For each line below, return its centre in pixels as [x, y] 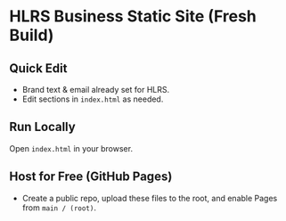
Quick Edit [38, 68]
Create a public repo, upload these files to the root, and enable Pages [150, 198]
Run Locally [42, 127]
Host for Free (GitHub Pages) [91, 177]
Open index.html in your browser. [71, 148]
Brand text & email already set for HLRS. [96, 90]
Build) [32, 35]
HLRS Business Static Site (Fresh [133, 16]
